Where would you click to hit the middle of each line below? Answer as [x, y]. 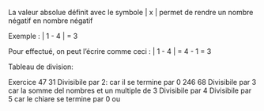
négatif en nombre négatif [51, 21]
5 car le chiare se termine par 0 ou [64, 99]
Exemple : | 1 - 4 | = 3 [43, 36]
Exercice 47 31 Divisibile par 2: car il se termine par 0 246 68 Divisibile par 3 [132, 82]
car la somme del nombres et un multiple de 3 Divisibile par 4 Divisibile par [130, 90]
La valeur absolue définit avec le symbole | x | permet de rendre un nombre [131, 12]
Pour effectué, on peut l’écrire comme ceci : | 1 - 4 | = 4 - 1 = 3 [110, 51]
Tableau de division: [41, 67]
